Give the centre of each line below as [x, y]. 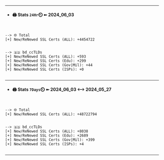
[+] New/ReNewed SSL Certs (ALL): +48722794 [51, 114]
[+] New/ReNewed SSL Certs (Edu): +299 [46, 61]
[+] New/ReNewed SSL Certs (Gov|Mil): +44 [49, 65]
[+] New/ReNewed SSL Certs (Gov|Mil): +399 [50, 140]
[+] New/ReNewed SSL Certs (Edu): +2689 [47, 136]
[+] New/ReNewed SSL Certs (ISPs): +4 [44, 144]
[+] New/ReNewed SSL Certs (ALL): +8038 [47, 131]
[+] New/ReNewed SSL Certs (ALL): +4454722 [50, 40]
